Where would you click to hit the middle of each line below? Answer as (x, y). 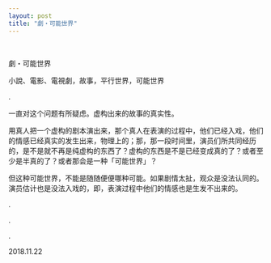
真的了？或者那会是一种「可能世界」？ (93, 161)
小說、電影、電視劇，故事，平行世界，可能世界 (86, 80)
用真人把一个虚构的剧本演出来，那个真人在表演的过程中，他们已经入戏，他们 (136, 130)
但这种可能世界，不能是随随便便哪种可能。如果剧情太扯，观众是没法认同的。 (136, 178)
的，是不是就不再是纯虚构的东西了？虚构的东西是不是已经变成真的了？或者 (132, 151)
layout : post (30, 16)
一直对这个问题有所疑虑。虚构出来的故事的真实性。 (93, 113)
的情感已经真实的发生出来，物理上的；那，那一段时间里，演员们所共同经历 (132, 140)
